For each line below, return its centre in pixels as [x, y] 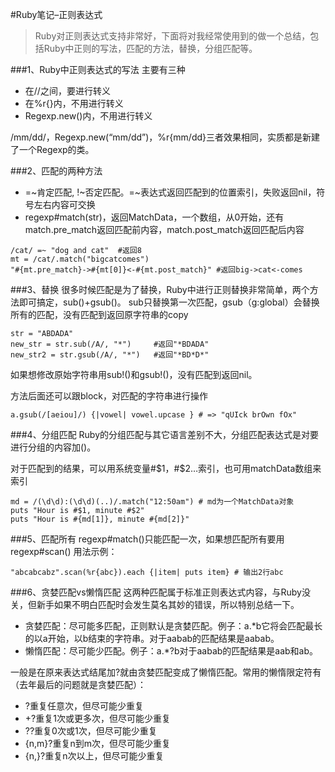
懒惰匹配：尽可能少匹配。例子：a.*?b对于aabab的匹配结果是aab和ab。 [171, 651]
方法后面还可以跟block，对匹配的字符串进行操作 [109, 396]
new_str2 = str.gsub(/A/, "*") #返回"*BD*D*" [110, 355]
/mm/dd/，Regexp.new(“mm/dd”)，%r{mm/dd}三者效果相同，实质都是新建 [165, 137]
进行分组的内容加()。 [53, 447]
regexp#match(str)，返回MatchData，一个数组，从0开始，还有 [154, 217]
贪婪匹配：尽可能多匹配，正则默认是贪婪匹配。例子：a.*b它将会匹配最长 [173, 626]
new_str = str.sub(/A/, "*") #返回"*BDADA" [110, 344]
